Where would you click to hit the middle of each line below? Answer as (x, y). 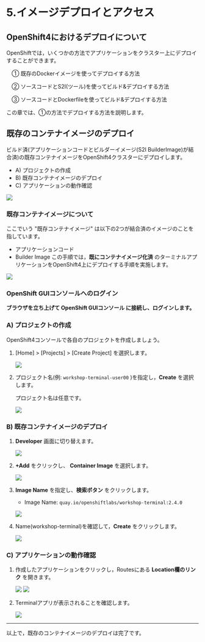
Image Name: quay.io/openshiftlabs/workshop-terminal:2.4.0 (103, 502)
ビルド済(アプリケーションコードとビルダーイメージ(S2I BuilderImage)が (98, 149)
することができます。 (33, 61)
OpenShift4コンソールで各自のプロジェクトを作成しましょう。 (85, 339)
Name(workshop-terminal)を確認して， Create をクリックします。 (97, 526)
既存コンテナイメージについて (50, 214)
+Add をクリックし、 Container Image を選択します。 (83, 466)
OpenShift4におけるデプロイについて (77, 37)
